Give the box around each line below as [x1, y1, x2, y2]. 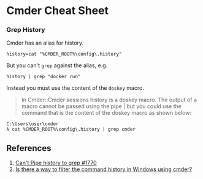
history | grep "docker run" [6, 74, 81, 80]
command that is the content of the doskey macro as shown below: [21, 109, 192, 117]
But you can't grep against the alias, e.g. [6, 62, 108, 69]
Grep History [6, 26, 45, 34]
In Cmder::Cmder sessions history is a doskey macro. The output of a [21, 96, 197, 104]
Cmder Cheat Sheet [6, 4, 109, 18]
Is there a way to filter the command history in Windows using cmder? [15, 166, 193, 173]
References [6, 143, 52, 153]
